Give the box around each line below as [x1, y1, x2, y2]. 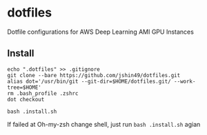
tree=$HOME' [7, 84, 41, 91]
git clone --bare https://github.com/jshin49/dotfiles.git [7, 72, 181, 79]
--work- [173, 78, 196, 85]
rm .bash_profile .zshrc [7, 90, 79, 97]
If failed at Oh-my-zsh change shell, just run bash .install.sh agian [7, 120, 201, 128]
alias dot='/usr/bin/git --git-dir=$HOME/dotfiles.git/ [7, 78, 171, 85]
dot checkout [7, 96, 45, 103]
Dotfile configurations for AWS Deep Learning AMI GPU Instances [7, 28, 195, 36]
